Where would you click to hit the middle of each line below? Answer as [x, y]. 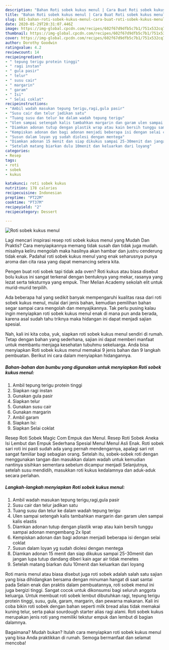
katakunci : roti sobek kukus [36, 183]
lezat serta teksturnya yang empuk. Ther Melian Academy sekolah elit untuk [84, 282]
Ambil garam [26, 417]
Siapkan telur [26, 401]
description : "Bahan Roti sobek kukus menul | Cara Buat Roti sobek [78, 10]
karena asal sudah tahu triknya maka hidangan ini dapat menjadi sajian [78, 319]
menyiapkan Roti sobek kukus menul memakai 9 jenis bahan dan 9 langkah [83, 350]
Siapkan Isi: [24, 423]
